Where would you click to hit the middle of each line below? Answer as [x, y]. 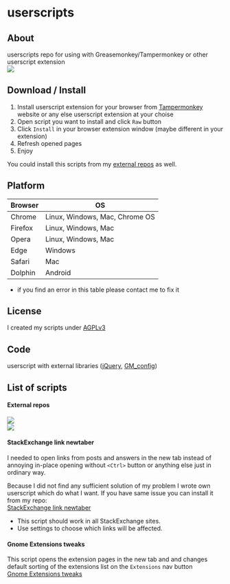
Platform [26, 186]
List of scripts [37, 388]
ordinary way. [26, 473]
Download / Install [47, 90]
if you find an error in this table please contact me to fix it [98, 290]
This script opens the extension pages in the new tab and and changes [107, 559]
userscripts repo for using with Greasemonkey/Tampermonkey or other [107, 54]
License [24, 311]
